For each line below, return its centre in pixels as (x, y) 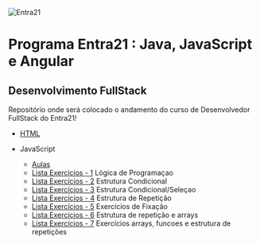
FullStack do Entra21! (43, 118)
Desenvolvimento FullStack (78, 90)
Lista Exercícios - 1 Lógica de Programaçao (102, 172)
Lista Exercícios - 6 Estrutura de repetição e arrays (115, 215)
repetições (49, 232)
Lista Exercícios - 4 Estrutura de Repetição (102, 198)
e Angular (41, 62)
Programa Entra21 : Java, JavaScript (130, 45)
